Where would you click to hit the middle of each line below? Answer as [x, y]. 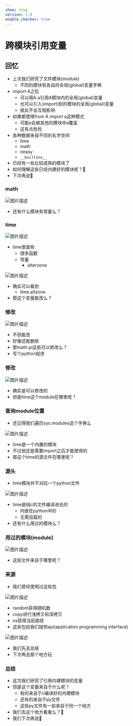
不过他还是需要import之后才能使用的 [50, 450]
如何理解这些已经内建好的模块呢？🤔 [49, 170]
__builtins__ [33, 157]
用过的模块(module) [29, 538]
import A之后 [26, 92]
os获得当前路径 [28, 620]
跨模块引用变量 [36, 46]
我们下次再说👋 [27, 718]
